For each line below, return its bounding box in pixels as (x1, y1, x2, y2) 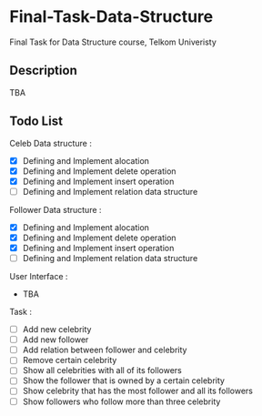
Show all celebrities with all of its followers (22, 365, 182, 376)
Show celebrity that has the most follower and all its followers (22, 385, 253, 397)
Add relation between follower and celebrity (22, 344, 187, 356)
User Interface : (9, 271, 68, 282)
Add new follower (22, 334, 89, 345)
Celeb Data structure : (9, 137, 93, 148)
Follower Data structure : (9, 204, 102, 215)
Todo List (9, 114, 64, 129)
